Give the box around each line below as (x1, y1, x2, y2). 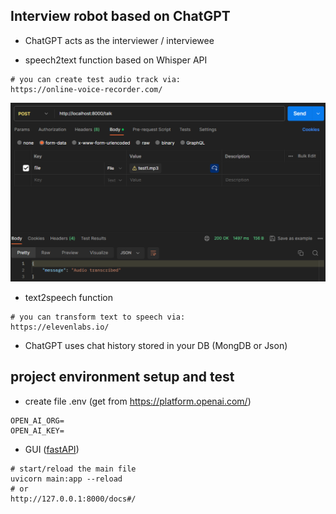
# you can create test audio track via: (10, 74, 182, 84)
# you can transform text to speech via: (10, 312, 186, 322)
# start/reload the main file (10, 464, 137, 474)
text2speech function (24, 291, 113, 303)
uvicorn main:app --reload (10, 474, 123, 484)
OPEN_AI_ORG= (10, 415, 65, 426)
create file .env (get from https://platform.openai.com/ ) (24, 395, 252, 407)
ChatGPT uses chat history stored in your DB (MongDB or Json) (24, 339, 288, 351)
